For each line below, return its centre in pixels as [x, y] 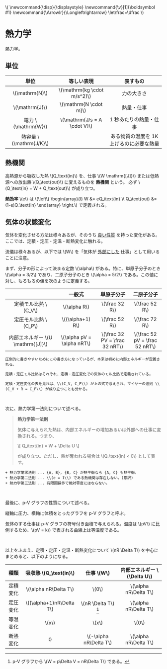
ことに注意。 [18, 258]
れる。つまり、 [42, 436]
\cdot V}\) [81, 126]
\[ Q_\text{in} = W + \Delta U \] [48, 446]
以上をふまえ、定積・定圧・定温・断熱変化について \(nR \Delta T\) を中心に [82, 550]
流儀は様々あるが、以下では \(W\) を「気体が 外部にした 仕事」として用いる [83, 252]
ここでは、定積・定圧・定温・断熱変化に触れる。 [55, 241]
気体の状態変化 [28, 222]
